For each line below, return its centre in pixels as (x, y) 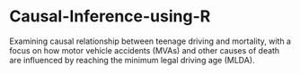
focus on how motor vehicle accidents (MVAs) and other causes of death (145, 50)
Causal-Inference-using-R (110, 16)
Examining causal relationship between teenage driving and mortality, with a (150, 41)
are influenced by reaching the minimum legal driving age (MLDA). (132, 60)
